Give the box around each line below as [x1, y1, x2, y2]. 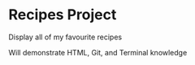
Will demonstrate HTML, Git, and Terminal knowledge [8, 47, 188, 57]
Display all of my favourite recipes [8, 32, 123, 42]
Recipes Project [8, 6, 117, 24]
